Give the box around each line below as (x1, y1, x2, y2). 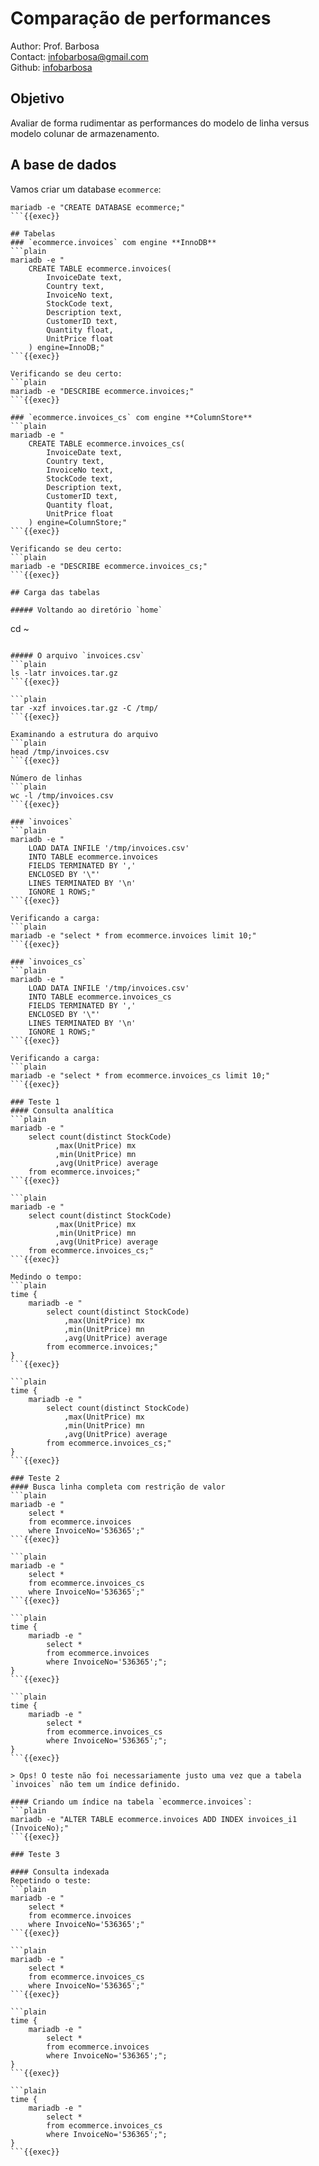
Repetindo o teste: (10, 1875, 92, 1886)
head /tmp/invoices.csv (10, 747, 110, 757)
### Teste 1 (10, 1097, 60, 1107)
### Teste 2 (10, 1473, 60, 1483)
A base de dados (10, 157, 117, 174)
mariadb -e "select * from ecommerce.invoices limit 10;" (10, 930, 257, 941)
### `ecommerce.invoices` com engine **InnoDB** (10, 237, 217, 247)
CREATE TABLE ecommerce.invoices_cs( (28, 438, 186, 449)
